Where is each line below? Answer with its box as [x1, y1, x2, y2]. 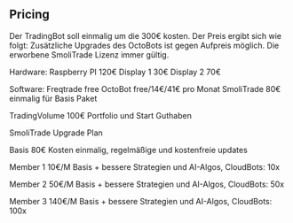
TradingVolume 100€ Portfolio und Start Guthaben [9, 110, 193, 120]
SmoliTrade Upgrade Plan [9, 127, 104, 138]
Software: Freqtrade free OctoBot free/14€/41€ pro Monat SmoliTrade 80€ [9, 83, 281, 94]
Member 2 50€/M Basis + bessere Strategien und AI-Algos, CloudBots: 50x [9, 179, 285, 189]
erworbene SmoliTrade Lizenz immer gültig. [9, 49, 170, 60]
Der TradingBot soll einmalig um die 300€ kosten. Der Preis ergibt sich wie [9, 30, 282, 41]
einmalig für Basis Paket [9, 93, 98, 104]
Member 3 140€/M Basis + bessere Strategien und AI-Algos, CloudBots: [9, 196, 273, 206]
